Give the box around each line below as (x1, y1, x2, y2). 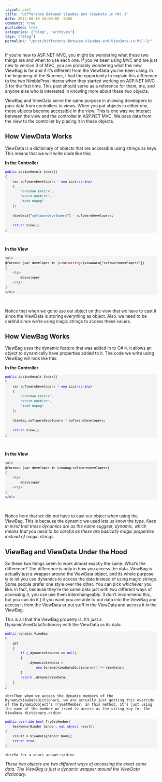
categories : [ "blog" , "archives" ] (5, 30, 75, 34)
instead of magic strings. (5, 534, 55, 540)
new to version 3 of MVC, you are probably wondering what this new (5, 62, 142, 68)
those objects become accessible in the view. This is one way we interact (5, 108, 151, 114)
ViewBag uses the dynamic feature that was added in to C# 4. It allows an (5, 345, 152, 351)
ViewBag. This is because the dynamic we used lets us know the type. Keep (5, 518, 157, 524)
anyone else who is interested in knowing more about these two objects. (5, 88, 149, 94)
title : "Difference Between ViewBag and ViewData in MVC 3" (5, 12, 129, 17)
